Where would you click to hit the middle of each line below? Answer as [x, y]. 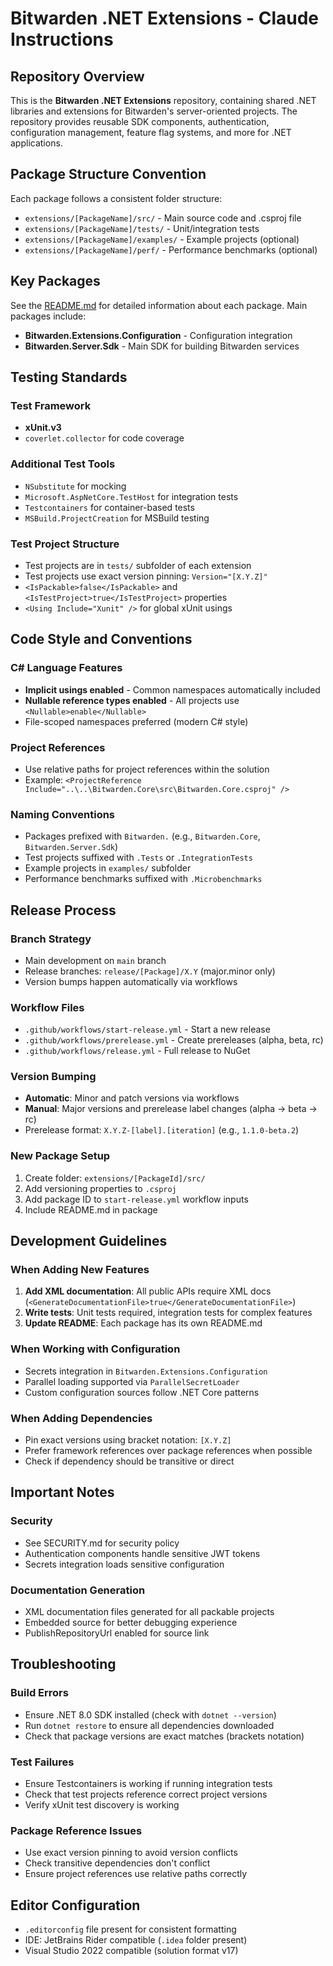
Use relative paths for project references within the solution [147, 769]
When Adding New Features [80, 1270]
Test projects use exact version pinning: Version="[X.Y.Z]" [146, 576]
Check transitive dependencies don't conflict [117, 1863]
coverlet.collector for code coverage [104, 438]
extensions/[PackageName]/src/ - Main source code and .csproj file [163, 218]
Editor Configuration [75, 1905]
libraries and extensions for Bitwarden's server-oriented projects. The [154, 111]
